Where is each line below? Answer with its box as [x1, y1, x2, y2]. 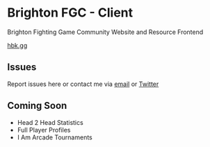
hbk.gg [7, 41, 28, 49]
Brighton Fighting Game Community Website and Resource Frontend [7, 28, 204, 36]
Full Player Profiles [17, 126, 71, 134]
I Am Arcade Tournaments [17, 133, 92, 141]
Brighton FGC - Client [7, 5, 134, 21]
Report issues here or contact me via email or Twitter [7, 80, 159, 88]
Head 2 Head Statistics [17, 118, 83, 126]
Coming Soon [7, 100, 67, 112]
